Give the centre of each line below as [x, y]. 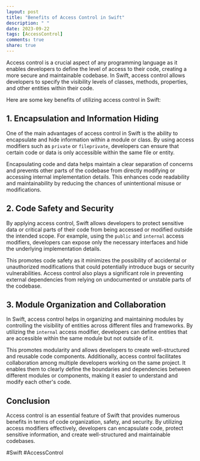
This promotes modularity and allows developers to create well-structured [98, 350]
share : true [21, 46]
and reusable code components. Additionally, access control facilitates [94, 356]
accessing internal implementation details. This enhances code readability [98, 177]
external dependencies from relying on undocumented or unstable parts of [99, 279]
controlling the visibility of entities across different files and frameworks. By [100, 326]
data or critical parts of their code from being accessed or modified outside [99, 229]
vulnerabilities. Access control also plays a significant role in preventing [95, 273]
